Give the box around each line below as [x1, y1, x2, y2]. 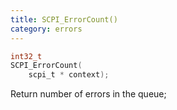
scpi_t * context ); [28, 70, 110, 80]
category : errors [10, 24, 83, 34]
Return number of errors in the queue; [10, 88, 167, 100]
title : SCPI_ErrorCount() [10, 14, 118, 25]
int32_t [10, 51, 43, 61]
